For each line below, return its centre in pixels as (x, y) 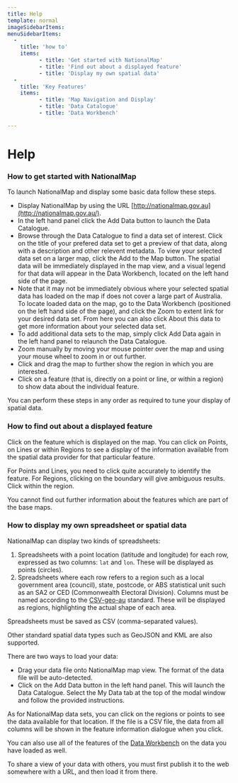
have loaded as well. (37, 750)
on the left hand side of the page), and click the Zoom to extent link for (121, 311)
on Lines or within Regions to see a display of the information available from (118, 449)
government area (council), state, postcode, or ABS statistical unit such (121, 585)
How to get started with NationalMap (72, 176)
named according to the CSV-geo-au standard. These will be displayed (121, 600)
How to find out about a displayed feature (80, 427)
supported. (23, 642)
